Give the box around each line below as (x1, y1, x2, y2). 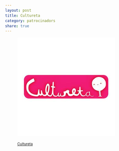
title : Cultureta (5, 13, 40, 18)
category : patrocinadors (5, 18, 56, 23)
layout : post (5, 8, 32, 13)
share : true (5, 24, 29, 28)
